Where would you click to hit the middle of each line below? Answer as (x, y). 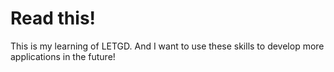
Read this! (53, 18)
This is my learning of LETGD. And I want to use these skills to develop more (167, 46)
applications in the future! (63, 56)
